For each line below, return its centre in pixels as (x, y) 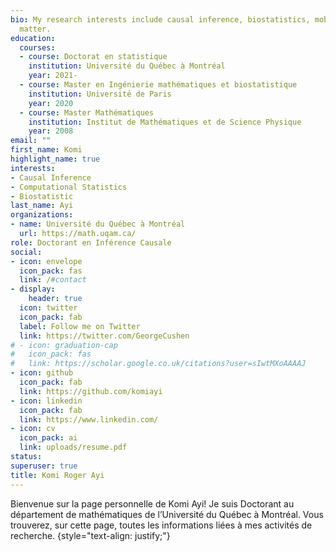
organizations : (42, 215)
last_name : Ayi (42, 206)
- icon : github (42, 373)
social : (26, 252)
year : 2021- (53, 76)
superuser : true (44, 466)
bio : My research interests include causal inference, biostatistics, (160, 19)
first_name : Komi (46, 150)
